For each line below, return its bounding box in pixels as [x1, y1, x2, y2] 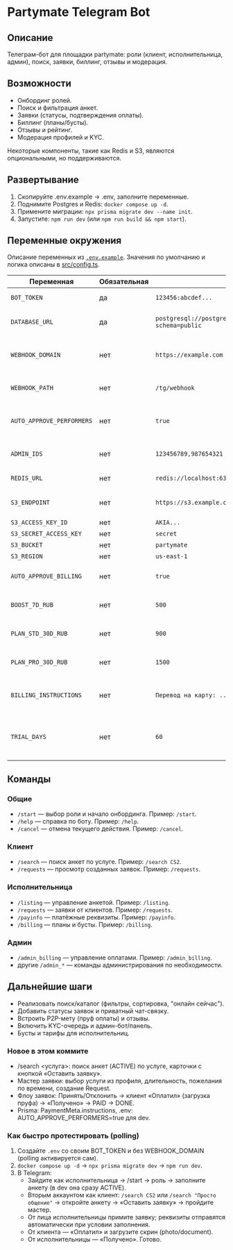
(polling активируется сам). [17, 1154, 98, 1162]
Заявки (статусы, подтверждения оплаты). [17, 110, 144, 119]
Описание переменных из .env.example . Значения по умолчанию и [7, 253, 206, 261]
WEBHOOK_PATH [10, 384, 54, 392]
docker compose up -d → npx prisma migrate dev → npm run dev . [17, 1161, 202, 1170]
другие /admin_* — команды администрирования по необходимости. [17, 961, 223, 969]
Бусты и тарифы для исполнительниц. [17, 1028, 130, 1037]
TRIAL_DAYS [10, 733, 46, 741]
